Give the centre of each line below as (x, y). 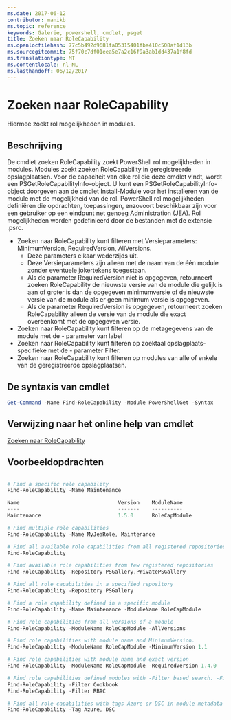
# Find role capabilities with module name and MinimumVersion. (101, 641)
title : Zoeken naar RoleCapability (58, 39)
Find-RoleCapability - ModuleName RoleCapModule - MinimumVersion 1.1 (107, 647)
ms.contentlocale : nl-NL (43, 65)
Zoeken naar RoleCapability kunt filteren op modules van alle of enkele (117, 358)
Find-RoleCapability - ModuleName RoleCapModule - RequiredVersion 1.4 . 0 (112, 666)
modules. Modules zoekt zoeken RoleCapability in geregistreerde (99, 170)
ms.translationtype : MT (41, 58)
